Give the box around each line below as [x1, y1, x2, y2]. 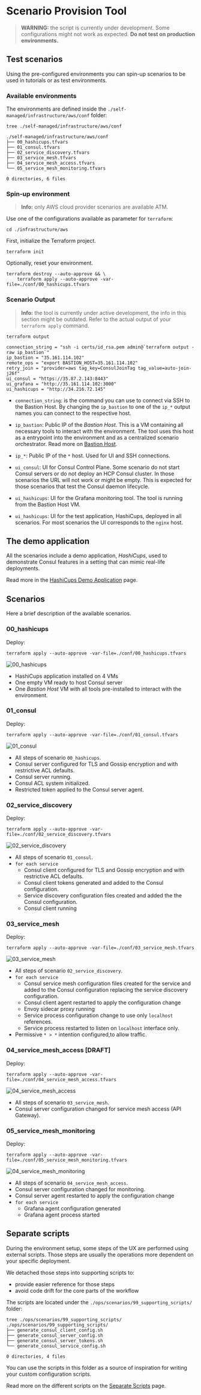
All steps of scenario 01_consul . [14, 853, 93, 861]
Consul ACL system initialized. [14, 780, 90, 787]
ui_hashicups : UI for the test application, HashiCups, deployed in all [14, 512, 182, 519]
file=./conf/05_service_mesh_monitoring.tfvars [6, 1157, 128, 1164]
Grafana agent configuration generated [23, 1205, 121, 1212]
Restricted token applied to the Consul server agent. [14, 786, 144, 793]
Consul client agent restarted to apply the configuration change [23, 999, 181, 1006]
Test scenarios [6, 54, 63, 64]
